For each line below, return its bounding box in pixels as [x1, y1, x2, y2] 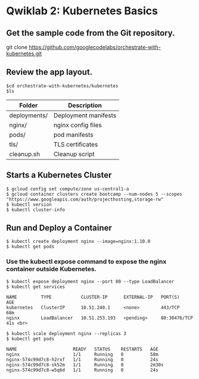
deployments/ [9, 111, 48, 120]
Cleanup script [53, 150, 95, 158]
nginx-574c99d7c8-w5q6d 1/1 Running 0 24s [6, 367, 159, 373]
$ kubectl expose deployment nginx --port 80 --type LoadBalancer [6, 278, 175, 284]
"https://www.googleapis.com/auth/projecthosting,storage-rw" [6, 196, 164, 202]
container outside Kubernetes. [6, 265, 97, 273]
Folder [18, 101, 38, 109]
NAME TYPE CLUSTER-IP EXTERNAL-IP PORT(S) [6, 294, 180, 300]
